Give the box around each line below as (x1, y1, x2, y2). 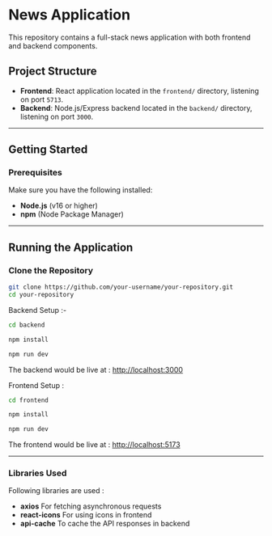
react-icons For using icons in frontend (19, 510, 152, 520)
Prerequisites (8, 167, 62, 179)
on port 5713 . (19, 95, 64, 104)
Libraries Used (8, 467, 67, 479)
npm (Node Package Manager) (19, 209, 124, 219)
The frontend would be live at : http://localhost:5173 (8, 440, 181, 449)
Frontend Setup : (8, 380, 65, 390)
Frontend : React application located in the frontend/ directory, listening (19, 86, 259, 95)
